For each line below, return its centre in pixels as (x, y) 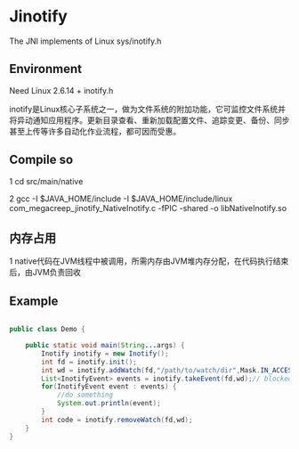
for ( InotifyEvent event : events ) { (109, 387)
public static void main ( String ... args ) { (105, 346)
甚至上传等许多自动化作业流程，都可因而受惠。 (95, 131)
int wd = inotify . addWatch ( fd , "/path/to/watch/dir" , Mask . (151, 370)
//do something (85, 395)
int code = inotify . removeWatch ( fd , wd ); (117, 420)
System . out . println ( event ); (109, 404)
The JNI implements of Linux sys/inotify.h (85, 41)
